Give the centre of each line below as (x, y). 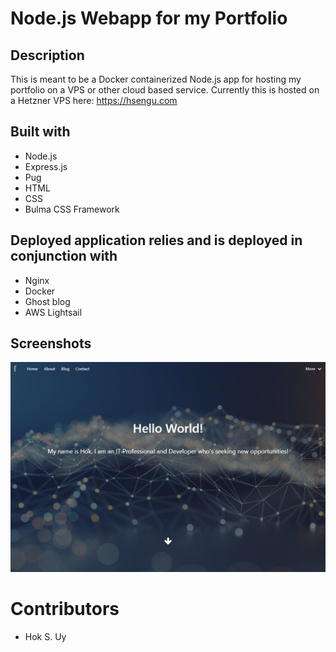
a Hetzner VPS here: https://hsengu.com (94, 100)
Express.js (46, 166)
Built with (40, 132)
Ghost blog (47, 301)
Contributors (65, 608)
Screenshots (51, 343)
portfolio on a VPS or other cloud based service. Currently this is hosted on (165, 90)
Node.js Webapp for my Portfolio (149, 18)
